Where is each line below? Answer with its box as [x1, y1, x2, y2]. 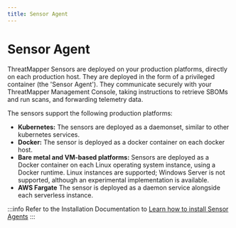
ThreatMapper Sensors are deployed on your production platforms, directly [7, 65, 227, 73]
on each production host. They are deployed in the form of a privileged [7, 72, 215, 81]
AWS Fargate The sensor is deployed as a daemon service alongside [17, 183, 220, 192]
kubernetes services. [17, 130, 80, 139]
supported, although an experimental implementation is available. [17, 175, 210, 184]
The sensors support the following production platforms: [7, 108, 173, 118]
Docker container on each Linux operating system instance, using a [17, 160, 215, 169]
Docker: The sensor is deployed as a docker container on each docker [17, 138, 225, 146]
